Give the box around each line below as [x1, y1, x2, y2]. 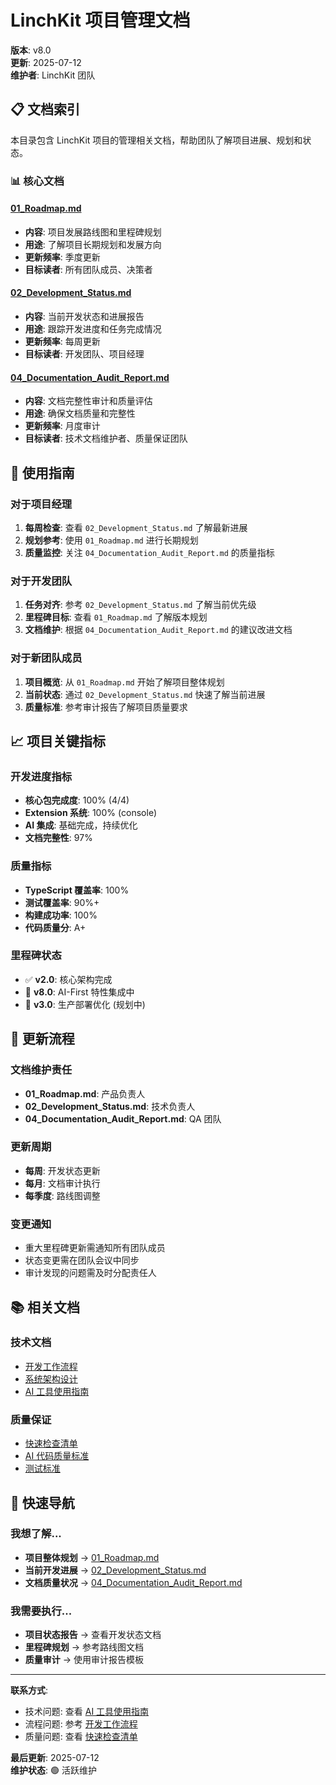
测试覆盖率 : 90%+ [24, 896, 100, 908]
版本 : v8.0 [10, 44, 52, 56]
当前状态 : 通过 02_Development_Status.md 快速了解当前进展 [24, 688, 266, 700]
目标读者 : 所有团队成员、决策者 [24, 263, 153, 275]
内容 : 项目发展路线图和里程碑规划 [24, 226, 162, 238]
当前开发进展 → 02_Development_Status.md [24, 1564, 207, 1576]
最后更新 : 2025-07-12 [10, 1752, 100, 1764]
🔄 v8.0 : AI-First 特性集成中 [24, 986, 135, 998]
